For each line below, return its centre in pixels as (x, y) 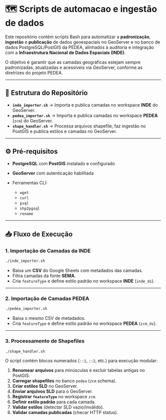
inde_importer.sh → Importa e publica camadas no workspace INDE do (85, 105)
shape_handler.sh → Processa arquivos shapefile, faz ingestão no (79, 126)
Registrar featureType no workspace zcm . (54, 397)
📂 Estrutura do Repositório (46, 93)
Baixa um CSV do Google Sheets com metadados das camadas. (78, 271)
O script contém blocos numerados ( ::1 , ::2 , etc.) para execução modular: (82, 361)
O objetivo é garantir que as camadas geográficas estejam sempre (73, 62)
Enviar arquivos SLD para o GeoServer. (52, 391)
